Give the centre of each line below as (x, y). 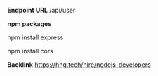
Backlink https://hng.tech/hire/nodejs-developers (79, 65)
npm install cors (31, 51)
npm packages (29, 24)
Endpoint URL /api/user (41, 10)
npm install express (35, 37)
